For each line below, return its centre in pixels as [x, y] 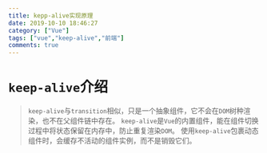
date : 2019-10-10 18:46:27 [53, 23]
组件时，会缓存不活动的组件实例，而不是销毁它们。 [112, 141]
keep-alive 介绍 [58, 87]
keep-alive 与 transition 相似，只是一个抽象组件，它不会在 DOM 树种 [135, 111]
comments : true [34, 45]
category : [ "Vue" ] [39, 30]
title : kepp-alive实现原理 [51, 16]
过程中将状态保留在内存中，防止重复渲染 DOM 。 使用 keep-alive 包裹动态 [143, 131]
